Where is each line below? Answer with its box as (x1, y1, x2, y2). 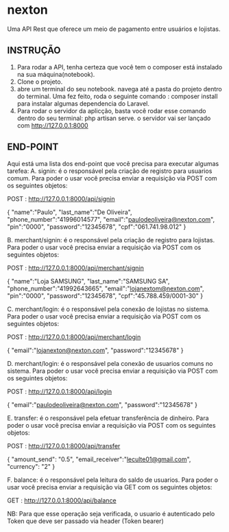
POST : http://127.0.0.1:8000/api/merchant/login (7, 332, 141, 341)
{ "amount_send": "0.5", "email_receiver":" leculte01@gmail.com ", (7, 455, 191, 463)
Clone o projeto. (16, 78, 63, 86)
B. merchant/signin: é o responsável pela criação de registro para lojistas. (7, 235, 215, 244)
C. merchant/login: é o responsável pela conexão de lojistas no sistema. (7, 305, 210, 313)
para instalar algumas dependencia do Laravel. (16, 99, 149, 108)
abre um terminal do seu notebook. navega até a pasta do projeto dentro (16, 84, 222, 93)
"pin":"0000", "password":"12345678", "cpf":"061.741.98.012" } (7, 222, 186, 231)
